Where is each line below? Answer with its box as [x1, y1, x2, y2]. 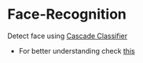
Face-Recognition [7, 5, 127, 23]
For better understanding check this [18, 46, 135, 55]
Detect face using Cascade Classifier [7, 31, 127, 40]
